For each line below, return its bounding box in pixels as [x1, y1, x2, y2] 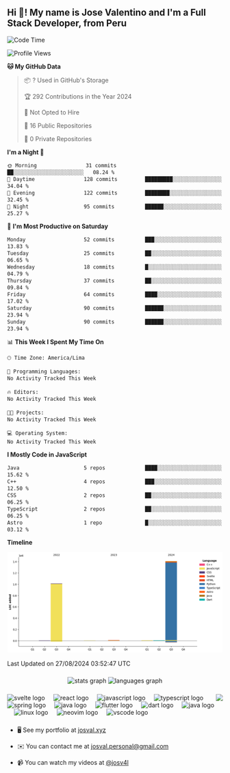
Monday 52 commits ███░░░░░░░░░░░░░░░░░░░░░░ [7, 236, 222, 243]
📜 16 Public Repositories [23, 121, 92, 130]
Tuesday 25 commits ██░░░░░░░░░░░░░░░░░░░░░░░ [7, 249, 222, 257]
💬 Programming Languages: [7, 368, 81, 375]
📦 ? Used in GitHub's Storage [23, 76, 110, 84]
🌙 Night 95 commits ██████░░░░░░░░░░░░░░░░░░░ [7, 203, 222, 210]
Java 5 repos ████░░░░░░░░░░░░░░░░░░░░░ [7, 464, 222, 471]
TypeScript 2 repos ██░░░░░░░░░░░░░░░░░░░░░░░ [7, 505, 222, 513]
